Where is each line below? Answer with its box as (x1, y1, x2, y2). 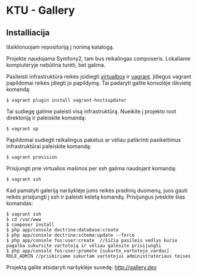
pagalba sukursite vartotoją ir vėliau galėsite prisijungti (6, 243, 162, 249)
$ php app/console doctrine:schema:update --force (6, 232, 135, 238)
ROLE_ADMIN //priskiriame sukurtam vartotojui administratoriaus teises (6, 253, 191, 259)
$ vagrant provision (6, 154, 58, 160)
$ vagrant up (6, 126, 39, 132)
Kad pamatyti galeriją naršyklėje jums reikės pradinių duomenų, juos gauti (6, 187, 188, 194)
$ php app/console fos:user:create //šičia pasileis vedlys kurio (6, 237, 178, 243)
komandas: (6, 200, 34, 207)
